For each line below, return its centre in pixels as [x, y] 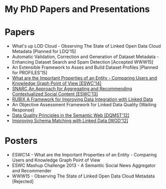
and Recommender [32, 171]
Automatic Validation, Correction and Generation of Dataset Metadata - [85, 57]
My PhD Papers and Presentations [77, 9]
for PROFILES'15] [30, 73]
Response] [23, 110]
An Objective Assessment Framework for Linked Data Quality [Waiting [84, 105]
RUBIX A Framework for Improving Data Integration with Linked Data [82, 99]
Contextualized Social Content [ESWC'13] [55, 94]
